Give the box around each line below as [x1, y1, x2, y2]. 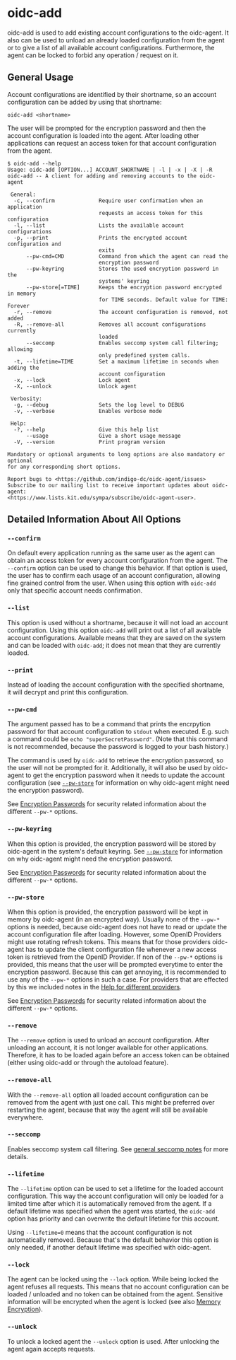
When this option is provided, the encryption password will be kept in [7, 907, 209, 916]
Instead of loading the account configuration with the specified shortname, [7, 680, 225, 689]
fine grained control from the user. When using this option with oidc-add [7, 579, 216, 588]
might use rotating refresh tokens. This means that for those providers [7, 937, 211, 946]
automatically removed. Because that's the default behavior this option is [7, 1236, 219, 1244]
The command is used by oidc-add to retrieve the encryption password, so [7, 756, 224, 765]
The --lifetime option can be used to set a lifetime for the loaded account [7, 1185, 224, 1193]
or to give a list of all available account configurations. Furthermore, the [7, 43, 215, 52]
